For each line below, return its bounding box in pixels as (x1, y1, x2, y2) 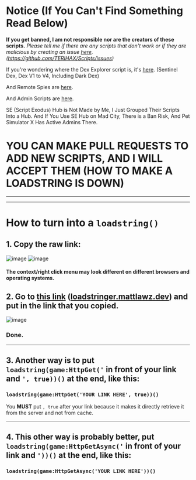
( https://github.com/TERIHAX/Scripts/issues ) (6, 55, 114, 62)
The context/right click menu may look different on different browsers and (6, 268, 190, 275)
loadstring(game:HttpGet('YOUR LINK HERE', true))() (6, 391, 159, 398)
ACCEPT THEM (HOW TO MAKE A (6, 164, 173, 178)
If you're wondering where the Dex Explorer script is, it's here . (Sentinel (6, 66, 178, 73)
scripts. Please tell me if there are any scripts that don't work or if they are (6, 42, 187, 49)
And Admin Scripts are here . (6, 95, 74, 102)
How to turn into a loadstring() (6, 216, 159, 230)
